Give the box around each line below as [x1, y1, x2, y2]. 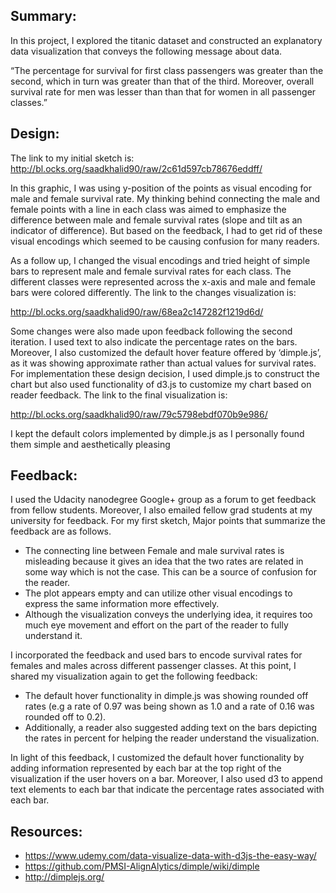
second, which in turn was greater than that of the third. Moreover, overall [10, 75, 315, 87]
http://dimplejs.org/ [24, 871, 105, 883]
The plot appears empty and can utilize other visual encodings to [24, 587, 293, 599]
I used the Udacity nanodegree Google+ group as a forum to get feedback [10, 494, 317, 506]
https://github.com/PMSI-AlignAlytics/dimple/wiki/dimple [24, 860, 260, 873]
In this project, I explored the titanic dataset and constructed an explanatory [10, 34, 323, 46]
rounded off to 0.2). [24, 711, 107, 723]
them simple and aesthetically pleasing [10, 438, 171, 450]
